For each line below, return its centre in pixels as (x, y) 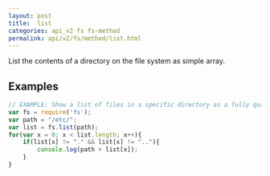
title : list (30, 23)
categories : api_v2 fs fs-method (64, 31)
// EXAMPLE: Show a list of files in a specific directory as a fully (129, 105)
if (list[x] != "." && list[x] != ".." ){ (91, 142)
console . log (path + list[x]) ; (88, 149)
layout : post (30, 16)
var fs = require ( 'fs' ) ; (50, 112)
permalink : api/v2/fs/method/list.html (75, 38)
